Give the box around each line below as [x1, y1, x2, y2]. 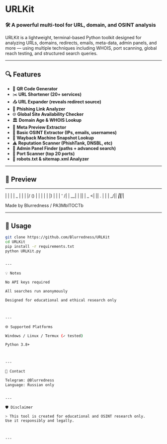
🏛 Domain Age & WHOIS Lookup [12, 117, 82, 123]
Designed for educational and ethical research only [5, 297, 117, 302]
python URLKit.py [5, 248, 41, 254]
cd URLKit [5, 239, 26, 244]
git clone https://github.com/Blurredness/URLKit [5, 234, 110, 239]
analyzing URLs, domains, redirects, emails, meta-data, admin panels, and [5, 40, 157, 46]
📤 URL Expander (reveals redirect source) [12, 99, 101, 105]
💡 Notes [5, 271, 21, 276]
